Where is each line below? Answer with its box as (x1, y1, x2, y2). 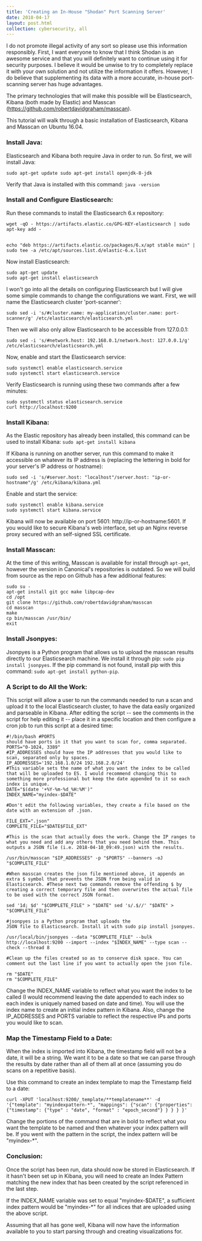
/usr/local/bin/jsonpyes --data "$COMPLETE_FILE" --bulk (6, 934, 153, 941)
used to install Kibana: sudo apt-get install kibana (6, 438, 136, 446)
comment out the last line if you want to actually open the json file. (6, 961, 193, 967)
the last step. (6, 1185, 39, 1192)
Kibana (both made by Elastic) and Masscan (6, 99, 116, 106)
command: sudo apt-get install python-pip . (6, 668, 119, 675)
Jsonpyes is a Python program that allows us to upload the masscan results (6, 648, 194, 655)
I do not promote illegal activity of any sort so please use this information (6, 42, 188, 49)
